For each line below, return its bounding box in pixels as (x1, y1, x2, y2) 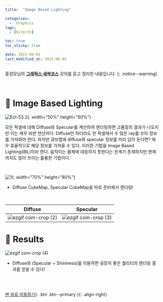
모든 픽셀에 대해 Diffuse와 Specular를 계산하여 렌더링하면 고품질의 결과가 (5, 124, 146, 130)
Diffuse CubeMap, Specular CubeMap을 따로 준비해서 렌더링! (12, 184, 134, 190)
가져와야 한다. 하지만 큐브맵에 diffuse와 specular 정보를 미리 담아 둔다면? (10, 136, 151, 142)
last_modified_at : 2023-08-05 (5, 56, 67, 61)
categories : (5, 16, 29, 21)
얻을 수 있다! (21, 266, 45, 272)
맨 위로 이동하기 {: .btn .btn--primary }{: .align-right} (5, 291, 107, 297)
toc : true (5, 39, 25, 44)
